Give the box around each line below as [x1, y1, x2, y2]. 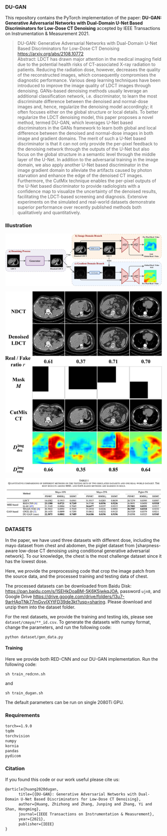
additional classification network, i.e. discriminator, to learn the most [17, 93, 158, 99]
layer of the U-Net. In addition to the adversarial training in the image [17, 157, 159, 163]
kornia [5, 743, 19, 749]
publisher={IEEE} [18, 822, 55, 827]
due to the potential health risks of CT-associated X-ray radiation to [17, 61, 156, 68]
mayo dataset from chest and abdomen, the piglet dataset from [5, 542, 135, 548]
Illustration [5, 222, 32, 229]
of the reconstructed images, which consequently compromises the [17, 72, 157, 78]
